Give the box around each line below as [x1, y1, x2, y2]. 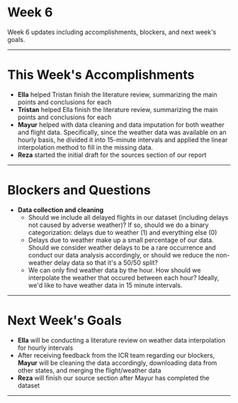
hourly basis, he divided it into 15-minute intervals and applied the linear [17, 136, 228, 144]
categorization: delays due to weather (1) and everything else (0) [28, 228, 217, 236]
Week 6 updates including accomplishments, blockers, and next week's [7, 28, 217, 36]
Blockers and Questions [7, 182, 151, 199]
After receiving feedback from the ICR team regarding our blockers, [17, 350, 215, 359]
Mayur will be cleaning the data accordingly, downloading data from [17, 358, 217, 367]
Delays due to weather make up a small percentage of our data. [28, 236, 214, 244]
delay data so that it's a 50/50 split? [54, 258, 158, 267]
